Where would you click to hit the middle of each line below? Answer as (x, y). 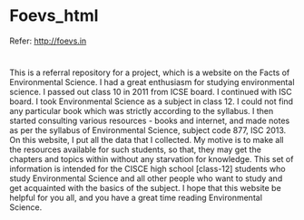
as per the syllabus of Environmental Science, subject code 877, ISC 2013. (148, 130)
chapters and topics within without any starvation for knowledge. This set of (152, 159)
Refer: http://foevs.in (48, 41)
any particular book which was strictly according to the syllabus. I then (142, 111)
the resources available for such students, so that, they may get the (135, 149)
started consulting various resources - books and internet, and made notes (150, 121)
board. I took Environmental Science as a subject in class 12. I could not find (151, 101)
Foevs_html (54, 16)
